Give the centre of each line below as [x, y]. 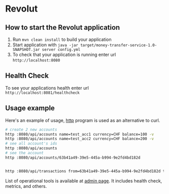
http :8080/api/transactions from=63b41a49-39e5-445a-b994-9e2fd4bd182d [83, 171]
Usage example [30, 108]
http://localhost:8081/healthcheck [43, 93]
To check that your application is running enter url [64, 54]
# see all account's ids [31, 144]
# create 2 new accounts [31, 130]
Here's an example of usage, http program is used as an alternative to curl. [83, 120]
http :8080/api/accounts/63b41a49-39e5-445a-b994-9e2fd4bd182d [73, 157]
